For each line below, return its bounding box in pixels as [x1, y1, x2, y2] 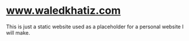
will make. [6, 29, 30, 36]
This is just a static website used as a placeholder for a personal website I [6, 23, 184, 30]
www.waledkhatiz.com [6, 4, 121, 17]
